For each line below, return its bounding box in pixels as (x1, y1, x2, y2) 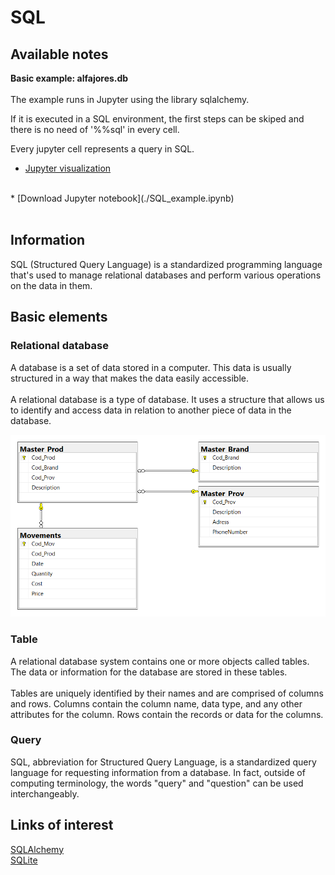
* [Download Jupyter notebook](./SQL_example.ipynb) (10, 192, 235, 204)
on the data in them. (10, 279, 93, 291)
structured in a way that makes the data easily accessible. (10, 372, 250, 384)
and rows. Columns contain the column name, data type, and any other (10, 697, 303, 710)
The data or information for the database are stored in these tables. (10, 666, 288, 678)
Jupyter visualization (24, 162, 112, 174)
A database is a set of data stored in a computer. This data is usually (10, 361, 292, 373)
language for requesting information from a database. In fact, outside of (10, 766, 306, 778)
